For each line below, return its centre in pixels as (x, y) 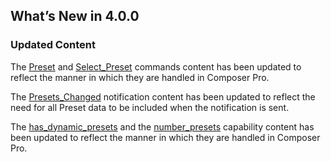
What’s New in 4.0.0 (75, 16)
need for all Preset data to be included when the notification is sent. (150, 107)
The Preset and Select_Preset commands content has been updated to (156, 66)
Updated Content (53, 45)
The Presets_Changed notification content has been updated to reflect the (163, 96)
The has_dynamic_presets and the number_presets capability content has (162, 126)
